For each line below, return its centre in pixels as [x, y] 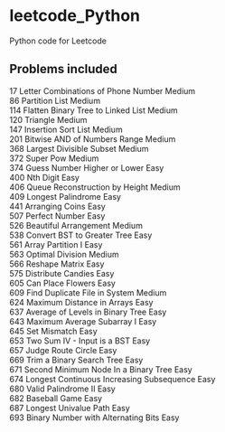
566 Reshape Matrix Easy [57, 264]
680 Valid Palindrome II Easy [62, 389]
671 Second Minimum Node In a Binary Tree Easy [101, 369]
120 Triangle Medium [48, 119]
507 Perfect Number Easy [57, 216]
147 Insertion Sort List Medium [66, 129]
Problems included [63, 69]
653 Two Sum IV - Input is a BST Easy [80, 341]
